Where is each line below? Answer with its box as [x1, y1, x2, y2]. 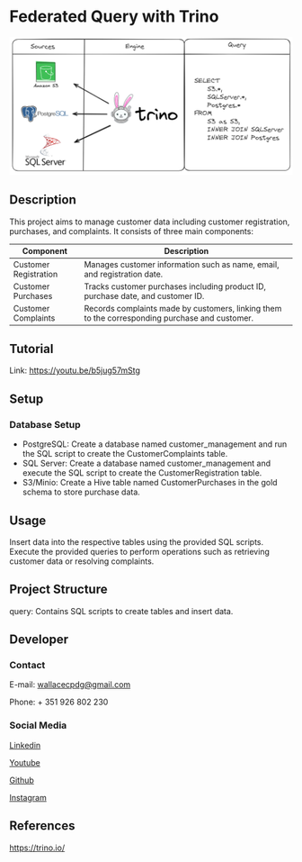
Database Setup [9, 418, 81, 431]
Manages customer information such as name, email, [84, 259, 280, 269]
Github [9, 775, 34, 785]
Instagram [9, 792, 47, 803]
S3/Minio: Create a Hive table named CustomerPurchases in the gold [22, 477, 278, 488]
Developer [9, 632, 69, 648]
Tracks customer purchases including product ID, [84, 281, 267, 292]
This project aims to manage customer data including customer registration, [9, 216, 290, 227]
